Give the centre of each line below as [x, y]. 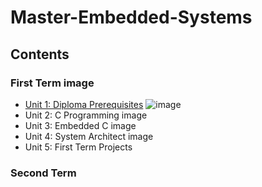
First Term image [52, 83]
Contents [40, 54]
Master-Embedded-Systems [131, 17]
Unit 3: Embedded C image [80, 125]
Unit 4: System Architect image [89, 136]
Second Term [43, 173]
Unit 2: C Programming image [86, 115]
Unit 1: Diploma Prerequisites [84, 104]
